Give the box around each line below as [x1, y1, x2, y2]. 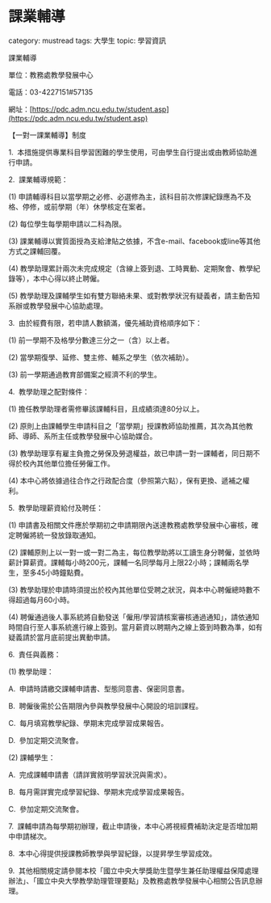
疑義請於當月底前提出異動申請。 [8, 632, 115, 642]
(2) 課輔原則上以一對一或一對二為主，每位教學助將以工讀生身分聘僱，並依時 [8, 547, 261, 557]
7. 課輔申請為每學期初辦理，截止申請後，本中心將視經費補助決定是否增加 [8, 821, 252, 831]
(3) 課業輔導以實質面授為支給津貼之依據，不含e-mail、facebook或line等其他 [8, 236, 261, 246]
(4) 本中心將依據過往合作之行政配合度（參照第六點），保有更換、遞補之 [8, 475, 244, 485]
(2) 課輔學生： [8, 753, 56, 762]
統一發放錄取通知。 [35, 530, 101, 540]
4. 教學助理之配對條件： [8, 386, 90, 396]
